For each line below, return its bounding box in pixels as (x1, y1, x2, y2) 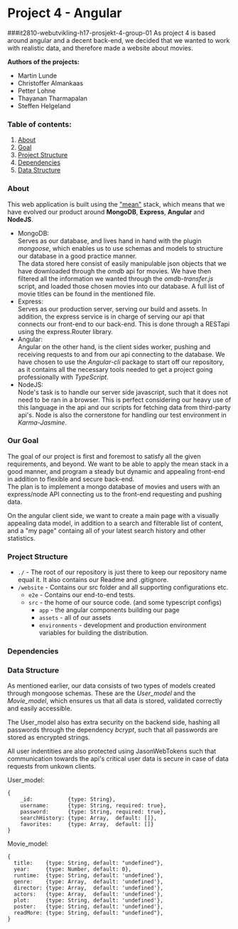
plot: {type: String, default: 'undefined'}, (13, 897, 163, 904)
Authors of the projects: (7, 57, 80, 66)
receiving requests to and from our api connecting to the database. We (17, 350, 225, 358)
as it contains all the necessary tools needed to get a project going (17, 365, 213, 373)
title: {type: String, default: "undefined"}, (13, 860, 163, 867)
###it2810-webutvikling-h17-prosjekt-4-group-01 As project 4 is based (7, 28, 216, 37)
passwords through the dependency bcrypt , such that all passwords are (7, 725, 219, 735)
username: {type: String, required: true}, (20, 802, 167, 809)
